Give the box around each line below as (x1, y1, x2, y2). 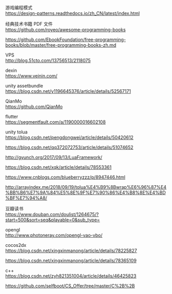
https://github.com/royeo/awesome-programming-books (5, 27, 126, 32)
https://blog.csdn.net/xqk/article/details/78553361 (5, 164, 112, 170)
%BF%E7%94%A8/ (5, 195, 47, 201)
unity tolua (5, 129, 28, 135)
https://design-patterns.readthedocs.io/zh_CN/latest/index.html (5, 10, 140, 16)
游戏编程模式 (5, 5, 32, 10)
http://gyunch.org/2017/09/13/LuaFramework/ (5, 154, 103, 160)
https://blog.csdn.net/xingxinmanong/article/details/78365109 (5, 258, 137, 263)
